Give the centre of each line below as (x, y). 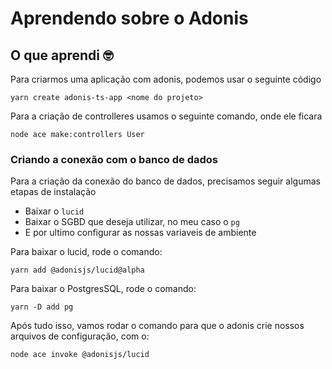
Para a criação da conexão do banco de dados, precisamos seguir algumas (165, 181)
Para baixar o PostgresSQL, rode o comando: (103, 289)
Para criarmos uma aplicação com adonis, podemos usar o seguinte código (166, 79)
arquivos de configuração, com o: (80, 336)
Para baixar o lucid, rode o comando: (86, 252)
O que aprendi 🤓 (62, 55)
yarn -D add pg (42, 307)
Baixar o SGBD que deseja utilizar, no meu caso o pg (132, 222)
